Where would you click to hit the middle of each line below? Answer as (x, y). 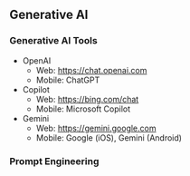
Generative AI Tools (53, 41)
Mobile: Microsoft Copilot (83, 109)
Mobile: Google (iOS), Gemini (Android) (109, 137)
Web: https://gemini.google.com (96, 128)
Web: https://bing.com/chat (87, 99)
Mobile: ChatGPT (68, 80)
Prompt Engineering (54, 161)
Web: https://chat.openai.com (91, 70)
